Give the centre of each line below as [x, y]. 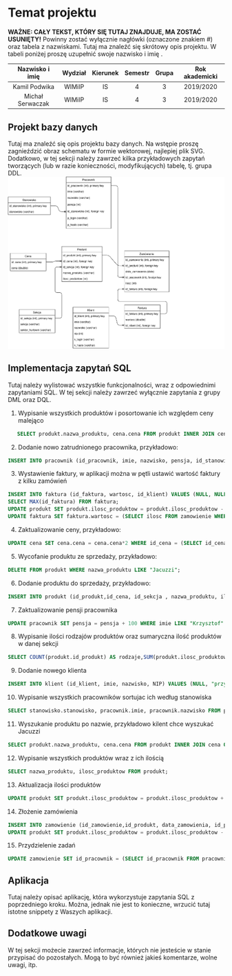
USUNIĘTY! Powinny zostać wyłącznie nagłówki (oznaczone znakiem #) [110, 39]
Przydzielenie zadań [46, 845]
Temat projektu [52, 13]
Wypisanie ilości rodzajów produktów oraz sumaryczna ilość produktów [120, 636]
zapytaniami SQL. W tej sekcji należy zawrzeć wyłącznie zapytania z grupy [114, 392]
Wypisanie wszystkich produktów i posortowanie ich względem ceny [116, 413]
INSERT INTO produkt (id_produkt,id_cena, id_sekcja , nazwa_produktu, [113, 596]
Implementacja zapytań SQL [70, 369]
